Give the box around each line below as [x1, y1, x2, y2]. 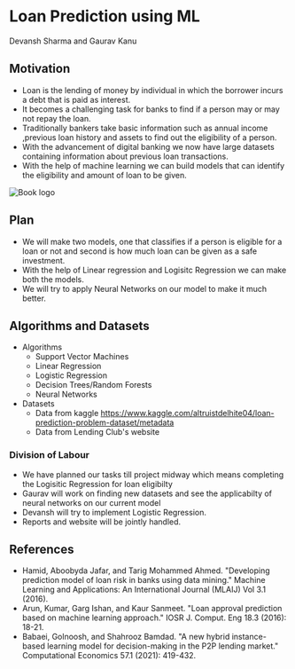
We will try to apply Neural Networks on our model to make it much [21, 283, 268, 294]
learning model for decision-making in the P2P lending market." [47, 641, 279, 651]
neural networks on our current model [21, 497, 161, 508]
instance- [231, 632, 268, 642]
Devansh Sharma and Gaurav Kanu [9, 35, 137, 46]
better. [21, 293, 47, 303]
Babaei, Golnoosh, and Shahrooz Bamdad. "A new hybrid [21, 632, 230, 642]
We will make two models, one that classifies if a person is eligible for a [21, 236, 283, 247]
